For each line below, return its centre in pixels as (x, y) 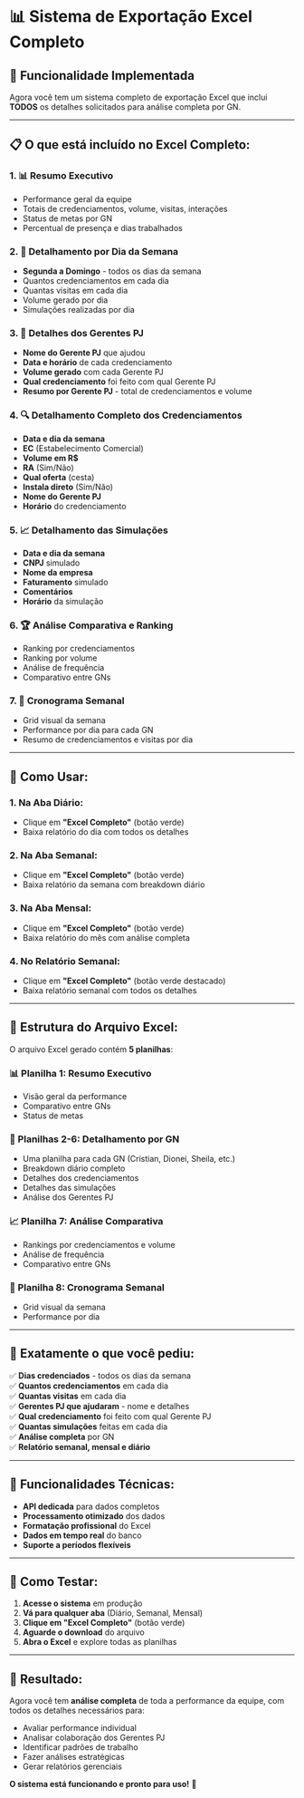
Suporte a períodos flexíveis (76, 1544)
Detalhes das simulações (69, 1188)
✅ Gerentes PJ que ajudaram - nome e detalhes (100, 1406)
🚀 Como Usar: (49, 776)
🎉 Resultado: (46, 1679)
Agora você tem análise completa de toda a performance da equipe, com (147, 1701)
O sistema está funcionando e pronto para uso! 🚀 (103, 1784)
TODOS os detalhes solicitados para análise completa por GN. (125, 107)
